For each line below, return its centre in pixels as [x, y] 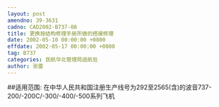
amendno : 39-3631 [33, 20]
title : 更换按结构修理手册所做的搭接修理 [61, 33]
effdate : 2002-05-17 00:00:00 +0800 [61, 46]
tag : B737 [22, 53]
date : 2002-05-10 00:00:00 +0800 [57, 40]
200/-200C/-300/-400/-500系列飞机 [61, 96]
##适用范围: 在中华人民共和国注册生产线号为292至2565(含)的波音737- [109, 87]
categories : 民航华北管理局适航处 [53, 60]
